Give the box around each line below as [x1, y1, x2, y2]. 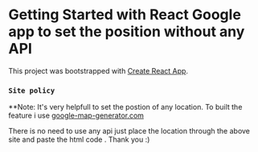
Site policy [8, 86, 55, 95]
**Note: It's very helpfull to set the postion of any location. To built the [8, 102, 243, 112]
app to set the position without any [8, 22, 245, 41]
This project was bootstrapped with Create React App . [8, 66, 189, 75]
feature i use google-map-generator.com [8, 110, 145, 121]
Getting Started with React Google [8, 6, 241, 24]
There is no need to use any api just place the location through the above [8, 126, 251, 136]
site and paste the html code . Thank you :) [8, 134, 150, 145]
